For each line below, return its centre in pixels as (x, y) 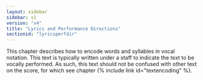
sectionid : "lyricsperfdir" (42, 34)
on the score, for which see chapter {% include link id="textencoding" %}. (99, 70)
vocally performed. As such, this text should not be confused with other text (102, 64)
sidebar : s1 (21, 17)
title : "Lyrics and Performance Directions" (64, 29)
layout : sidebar (27, 12)
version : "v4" (24, 23)
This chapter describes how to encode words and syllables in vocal (91, 51)
